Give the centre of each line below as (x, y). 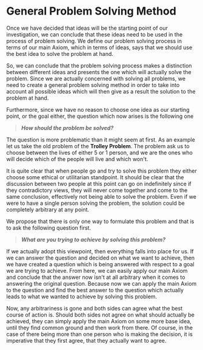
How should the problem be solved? (67, 128)
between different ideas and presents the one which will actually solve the (99, 72)
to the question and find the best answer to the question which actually (95, 290)
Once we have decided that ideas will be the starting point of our (87, 28)
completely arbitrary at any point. (48, 209)
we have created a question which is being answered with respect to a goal (101, 264)
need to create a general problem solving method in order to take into (93, 85)
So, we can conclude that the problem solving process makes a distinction (99, 66)
